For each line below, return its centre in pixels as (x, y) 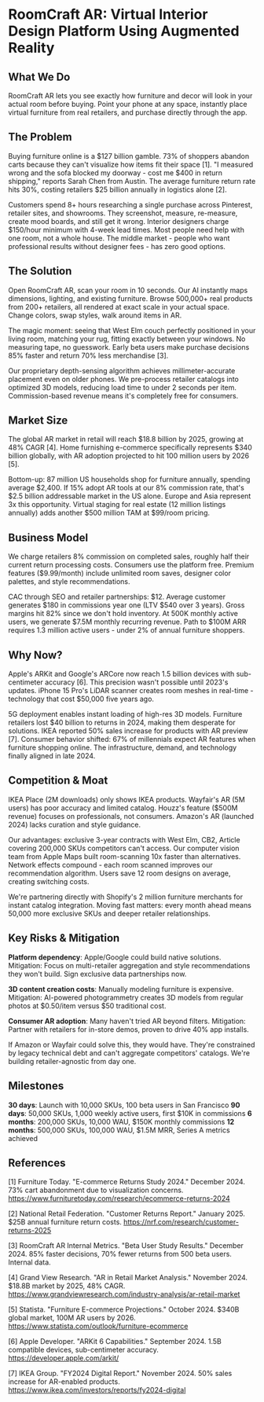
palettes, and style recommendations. (70, 582)
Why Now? (35, 655)
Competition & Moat (58, 781)
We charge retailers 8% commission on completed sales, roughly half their (129, 556)
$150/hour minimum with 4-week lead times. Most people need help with (126, 229)
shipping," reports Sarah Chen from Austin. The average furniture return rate (132, 181)
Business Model (48, 537)
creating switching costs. (49, 881)
